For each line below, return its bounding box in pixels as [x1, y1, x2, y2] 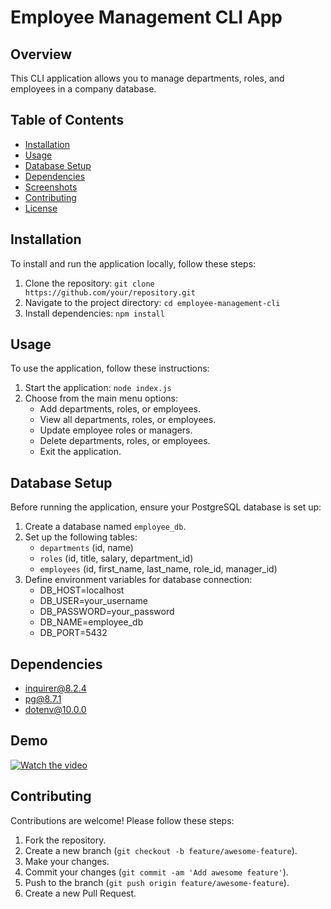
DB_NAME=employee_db [39, 616, 144, 628]
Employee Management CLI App [10, 6, 283, 29]
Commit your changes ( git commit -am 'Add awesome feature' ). [24, 866, 289, 878]
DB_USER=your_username [39, 595, 149, 607]
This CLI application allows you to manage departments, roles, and [10, 72, 285, 84]
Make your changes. [24, 855, 110, 867]
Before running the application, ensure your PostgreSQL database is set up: [10, 501, 322, 513]
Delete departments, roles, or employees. [39, 435, 211, 447]
